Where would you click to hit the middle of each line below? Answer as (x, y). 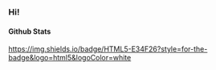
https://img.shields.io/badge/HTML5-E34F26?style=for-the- (108, 49)
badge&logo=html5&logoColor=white (70, 58)
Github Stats (30, 31)
